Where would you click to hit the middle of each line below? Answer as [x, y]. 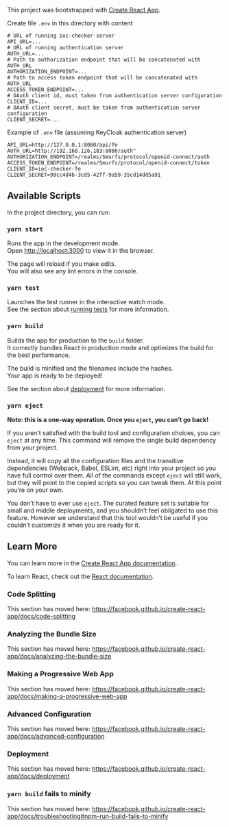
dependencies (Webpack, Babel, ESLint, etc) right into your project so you [112, 468]
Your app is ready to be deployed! [55, 375]
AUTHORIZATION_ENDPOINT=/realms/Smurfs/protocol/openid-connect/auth [109, 157]
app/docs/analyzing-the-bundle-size [59, 656]
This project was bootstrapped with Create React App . [84, 10]
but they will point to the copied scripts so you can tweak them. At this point [114, 483]
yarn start [25, 229]
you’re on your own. [35, 490]
